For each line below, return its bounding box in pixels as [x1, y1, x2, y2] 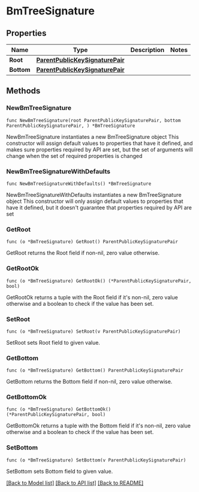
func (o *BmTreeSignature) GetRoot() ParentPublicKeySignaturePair [6, 239, 179, 245]
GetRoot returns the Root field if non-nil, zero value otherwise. [6, 250, 160, 257]
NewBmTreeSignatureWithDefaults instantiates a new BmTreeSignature [6, 191, 182, 198]
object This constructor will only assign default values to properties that [6, 198, 184, 205]
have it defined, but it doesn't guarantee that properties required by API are [6, 204, 192, 211]
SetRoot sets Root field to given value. [6, 339, 101, 346]
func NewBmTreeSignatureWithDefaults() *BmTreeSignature [6, 181, 152, 187]
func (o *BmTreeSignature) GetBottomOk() [6, 406, 111, 412]
